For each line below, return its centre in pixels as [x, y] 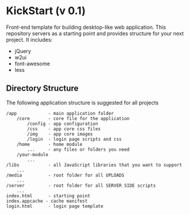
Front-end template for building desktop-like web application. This [86, 27]
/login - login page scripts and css [74, 139]
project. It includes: [29, 39]
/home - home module [50, 144]
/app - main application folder [60, 113]
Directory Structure [43, 89]
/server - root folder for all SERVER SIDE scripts [81, 186]
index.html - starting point [48, 196]
